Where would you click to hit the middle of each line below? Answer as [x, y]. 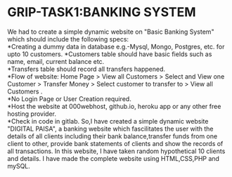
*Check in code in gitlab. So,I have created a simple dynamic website [108, 121]
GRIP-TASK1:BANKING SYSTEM [102, 12]
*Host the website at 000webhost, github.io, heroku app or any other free [114, 106]
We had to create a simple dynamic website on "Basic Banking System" [111, 32]
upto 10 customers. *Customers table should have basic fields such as [110, 54]
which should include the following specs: [68, 39]
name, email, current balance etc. [56, 61]
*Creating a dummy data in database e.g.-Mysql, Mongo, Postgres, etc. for [116, 46]
